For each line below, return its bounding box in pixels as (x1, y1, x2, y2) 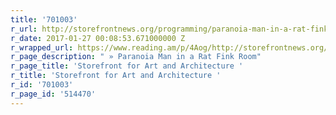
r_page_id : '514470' (10, 89, 97, 99)
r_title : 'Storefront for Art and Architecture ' (10, 71, 222, 81)
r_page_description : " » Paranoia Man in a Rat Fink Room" (10, 52, 262, 62)
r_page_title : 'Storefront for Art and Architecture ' (10, 61, 244, 71)
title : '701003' (10, 14, 78, 25)
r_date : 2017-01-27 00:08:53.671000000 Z (10, 33, 186, 43)
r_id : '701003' (10, 80, 74, 90)
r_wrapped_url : (10, 42, 74, 53)
